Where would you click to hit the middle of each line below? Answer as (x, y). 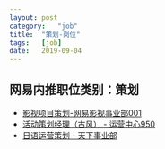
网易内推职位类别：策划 (74, 89)
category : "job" (43, 26)
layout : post (34, 18)
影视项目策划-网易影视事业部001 (82, 112)
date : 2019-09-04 (46, 51)
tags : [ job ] (36, 43)
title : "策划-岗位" (45, 34)
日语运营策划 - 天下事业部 (70, 135)
